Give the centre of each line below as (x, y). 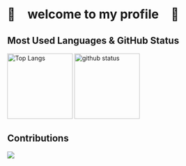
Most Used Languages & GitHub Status (93, 40)
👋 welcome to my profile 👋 (93, 14)
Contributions (38, 138)
